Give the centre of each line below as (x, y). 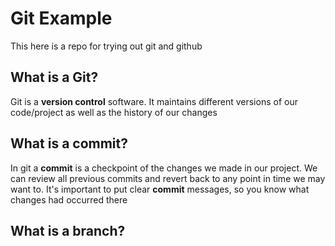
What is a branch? (68, 230)
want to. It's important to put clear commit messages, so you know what (160, 189)
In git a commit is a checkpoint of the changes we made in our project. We (164, 168)
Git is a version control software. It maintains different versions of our (154, 101)
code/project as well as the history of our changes (114, 112)
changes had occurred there (69, 199)
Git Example (61, 18)
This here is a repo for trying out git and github (106, 46)
